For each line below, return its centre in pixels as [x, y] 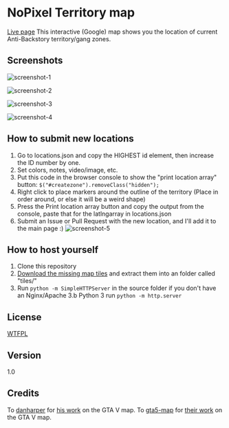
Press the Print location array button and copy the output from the [110, 206]
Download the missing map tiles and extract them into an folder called [116, 273]
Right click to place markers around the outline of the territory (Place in [118, 192]
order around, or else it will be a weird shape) [81, 199]
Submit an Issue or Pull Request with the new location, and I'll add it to [117, 221]
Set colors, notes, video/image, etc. [67, 170]
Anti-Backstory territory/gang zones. [59, 38]
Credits [23, 393]
